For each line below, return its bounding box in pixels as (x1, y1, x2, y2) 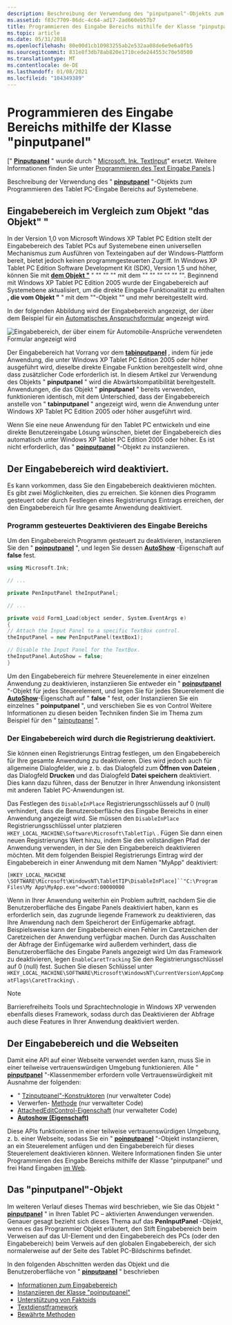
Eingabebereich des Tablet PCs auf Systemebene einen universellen (7, 242, 202, 250)
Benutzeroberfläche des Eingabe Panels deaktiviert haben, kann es (7, 903, 199, 912)
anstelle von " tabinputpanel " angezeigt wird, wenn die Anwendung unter (7, 400, 220, 408)
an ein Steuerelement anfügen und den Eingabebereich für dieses (7, 1141, 195, 1150)
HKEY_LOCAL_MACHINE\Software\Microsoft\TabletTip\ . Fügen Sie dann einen (7, 829, 223, 838)
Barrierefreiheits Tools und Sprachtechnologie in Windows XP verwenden (7, 1003, 216, 1011)
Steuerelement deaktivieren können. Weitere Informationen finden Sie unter (7, 1149, 222, 1157)
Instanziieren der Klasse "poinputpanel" (17, 1288, 131, 1297)
